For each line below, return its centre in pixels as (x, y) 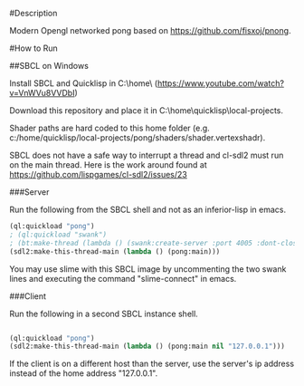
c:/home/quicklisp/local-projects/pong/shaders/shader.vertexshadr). (138, 138)
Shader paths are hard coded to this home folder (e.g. (109, 128)
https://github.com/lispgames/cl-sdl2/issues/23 (98, 174)
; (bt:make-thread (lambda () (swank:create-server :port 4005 (131, 243)
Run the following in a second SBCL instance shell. (104, 314)
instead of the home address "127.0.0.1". (84, 373)
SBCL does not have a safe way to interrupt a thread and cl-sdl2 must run (147, 155)
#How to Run (34, 48)
